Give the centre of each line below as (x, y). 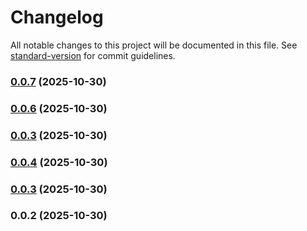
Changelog (57, 17)
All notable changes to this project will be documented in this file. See (154, 45)
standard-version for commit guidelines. (93, 55)
